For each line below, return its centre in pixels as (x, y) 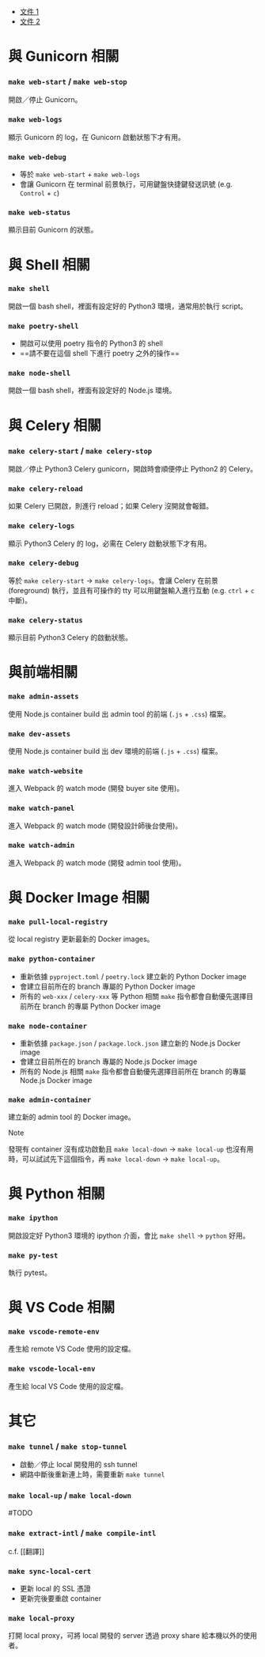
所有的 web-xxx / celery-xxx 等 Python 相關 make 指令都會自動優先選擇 (133, 996)
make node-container (48, 1026)
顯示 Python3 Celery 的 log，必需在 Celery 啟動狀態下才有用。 (110, 543)
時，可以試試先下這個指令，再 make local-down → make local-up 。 (116, 1159)
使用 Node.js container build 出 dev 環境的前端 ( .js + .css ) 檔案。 (115, 751)
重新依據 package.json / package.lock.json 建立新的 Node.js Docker (130, 1043)
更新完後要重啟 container (61, 1598)
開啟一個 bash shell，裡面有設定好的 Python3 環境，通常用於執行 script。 (128, 306)
